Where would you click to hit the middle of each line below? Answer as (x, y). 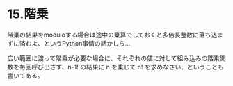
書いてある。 (25, 75)
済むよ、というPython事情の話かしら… (75, 43)
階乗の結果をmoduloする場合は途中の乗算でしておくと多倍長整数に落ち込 (112, 35)
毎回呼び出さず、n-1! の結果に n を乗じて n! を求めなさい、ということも (121, 67)
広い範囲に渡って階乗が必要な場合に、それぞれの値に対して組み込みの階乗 (114, 58)
